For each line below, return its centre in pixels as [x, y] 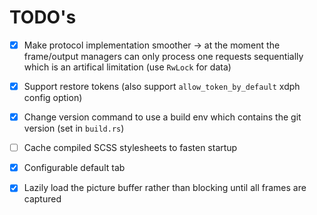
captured [42, 199]
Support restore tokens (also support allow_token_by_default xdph [162, 86]
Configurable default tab [74, 168]
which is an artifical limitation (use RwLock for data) [127, 67]
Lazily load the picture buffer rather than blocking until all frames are [165, 188]
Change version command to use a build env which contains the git [162, 117]
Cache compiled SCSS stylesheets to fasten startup [130, 148]
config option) [53, 98]
